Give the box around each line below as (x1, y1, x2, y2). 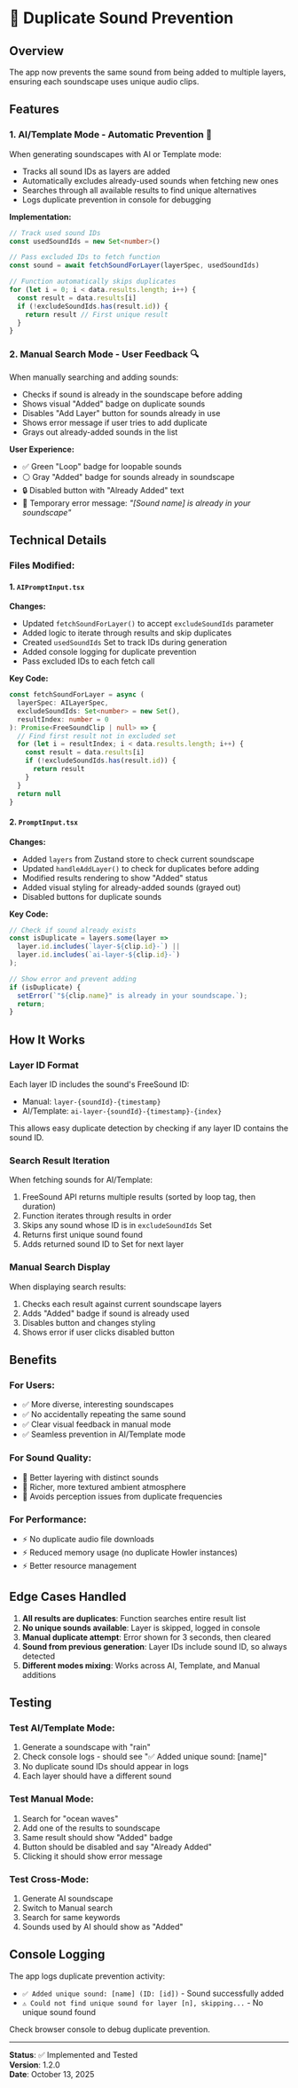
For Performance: (9, 1513, 87, 1525)
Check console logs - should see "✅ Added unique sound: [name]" (21, 1752, 268, 1762)
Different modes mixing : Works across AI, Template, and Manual (21, 1659, 260, 1671)
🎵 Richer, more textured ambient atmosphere (21, 1481, 186, 1492)
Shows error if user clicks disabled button (21, 1327, 175, 1337)
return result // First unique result (25, 310, 169, 319)
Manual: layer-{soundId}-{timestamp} (21, 1096, 161, 1107)
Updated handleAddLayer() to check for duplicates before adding (21, 863, 260, 873)
